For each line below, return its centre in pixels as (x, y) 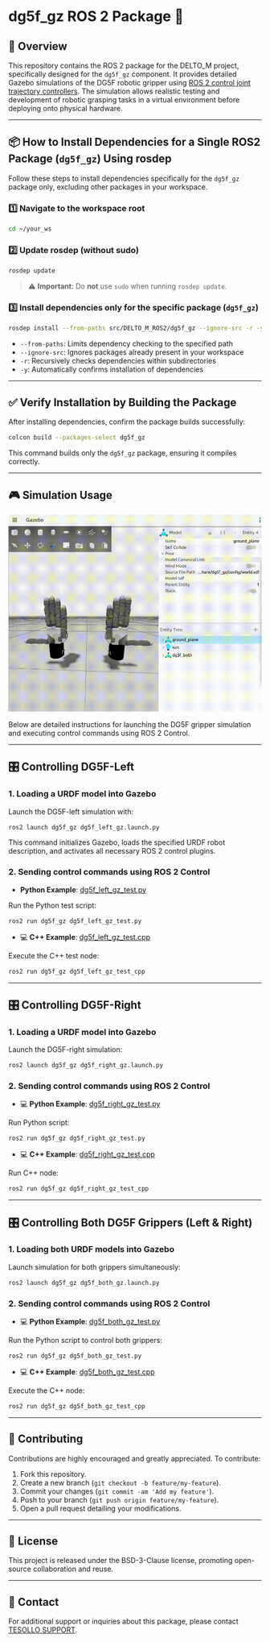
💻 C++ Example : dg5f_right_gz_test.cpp (87, 1154)
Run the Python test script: (52, 905)
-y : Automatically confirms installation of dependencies (111, 369)
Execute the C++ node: (47, 1391)
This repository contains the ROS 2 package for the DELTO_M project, (124, 65)
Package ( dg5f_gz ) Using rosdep (90, 159)
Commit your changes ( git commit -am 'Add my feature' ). (117, 1491)
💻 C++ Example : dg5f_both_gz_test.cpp (87, 1372)
